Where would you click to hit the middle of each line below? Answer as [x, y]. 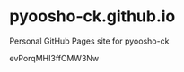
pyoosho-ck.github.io [92, 16]
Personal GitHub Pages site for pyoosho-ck [89, 41]
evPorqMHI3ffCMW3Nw [54, 58]
